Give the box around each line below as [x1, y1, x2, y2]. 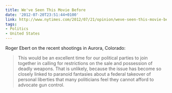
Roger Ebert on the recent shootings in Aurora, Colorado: [5, 45, 126, 51]
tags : [5, 21, 17, 27]
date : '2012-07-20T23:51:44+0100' [5, 12, 79, 17]
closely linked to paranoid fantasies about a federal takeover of [17, 71, 151, 77]
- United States [5, 31, 40, 36]
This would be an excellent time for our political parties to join [17, 55, 148, 61]
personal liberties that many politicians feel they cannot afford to [17, 77, 154, 82]
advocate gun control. [17, 82, 65, 88]
